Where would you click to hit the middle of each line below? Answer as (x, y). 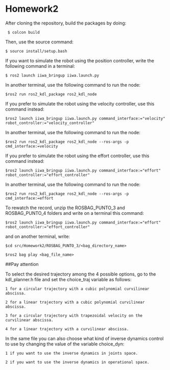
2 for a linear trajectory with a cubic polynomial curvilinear (75, 302)
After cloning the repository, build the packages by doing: (66, 23)
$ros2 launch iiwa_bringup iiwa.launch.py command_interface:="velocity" (86, 118)
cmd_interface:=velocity (32, 146)
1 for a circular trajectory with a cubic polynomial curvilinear (77, 289)
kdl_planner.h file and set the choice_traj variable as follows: (68, 279)
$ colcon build (23, 32)
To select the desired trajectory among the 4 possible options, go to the (81, 274)
